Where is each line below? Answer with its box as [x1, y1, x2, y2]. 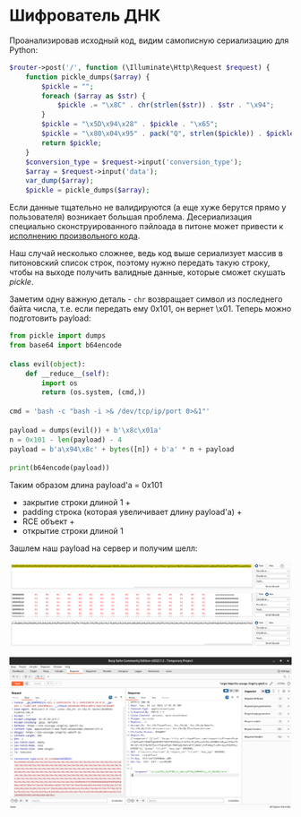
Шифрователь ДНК [9, 5, 161, 26]
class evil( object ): [9, 359, 87, 368]
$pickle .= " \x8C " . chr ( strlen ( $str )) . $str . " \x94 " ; [56, 100, 275, 110]
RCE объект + [21, 516, 75, 527]
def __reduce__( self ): [25, 369, 110, 378]
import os [41, 378, 78, 388]
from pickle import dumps [9, 331, 106, 340]
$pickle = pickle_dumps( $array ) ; [25, 185, 150, 195]
